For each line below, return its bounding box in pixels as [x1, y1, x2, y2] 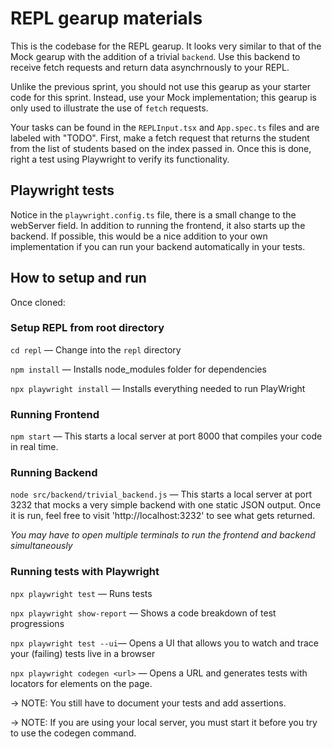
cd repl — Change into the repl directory [10, 343, 182, 356]
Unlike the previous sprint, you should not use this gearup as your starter [10, 80, 311, 92]
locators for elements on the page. [10, 677, 153, 689]
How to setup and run [10, 270, 147, 287]
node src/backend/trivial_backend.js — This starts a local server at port [10, 488, 312, 501]
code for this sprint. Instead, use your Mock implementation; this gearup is [10, 91, 318, 103]
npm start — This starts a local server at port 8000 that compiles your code [10, 430, 323, 442]
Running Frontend [10, 407, 100, 421]
